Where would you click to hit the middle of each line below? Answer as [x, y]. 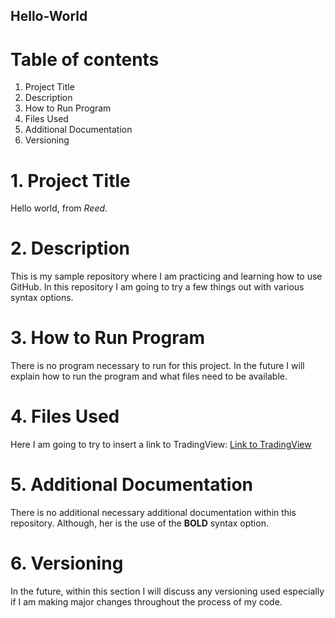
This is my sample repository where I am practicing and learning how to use [166, 276]
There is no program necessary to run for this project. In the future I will [157, 366]
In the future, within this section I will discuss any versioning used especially [167, 591]
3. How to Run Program [107, 338]
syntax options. [42, 298]
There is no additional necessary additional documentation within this [153, 513]
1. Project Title [70, 180]
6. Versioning [67, 563]
